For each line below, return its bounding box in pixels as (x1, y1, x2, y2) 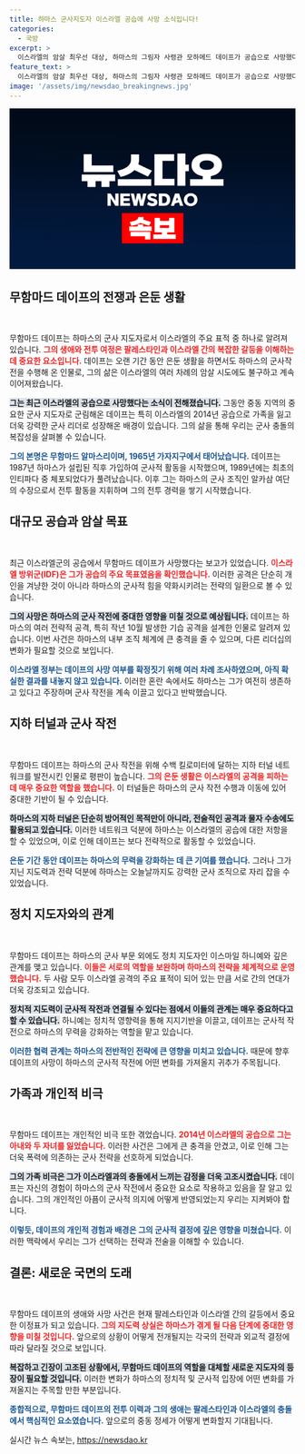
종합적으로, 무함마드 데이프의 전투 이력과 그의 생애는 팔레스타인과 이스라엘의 (9, 1404, 276, 1415)
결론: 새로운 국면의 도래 (9, 1265, 133, 1281)
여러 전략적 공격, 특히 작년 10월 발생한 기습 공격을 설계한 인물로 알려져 (33, 622, 281, 633)
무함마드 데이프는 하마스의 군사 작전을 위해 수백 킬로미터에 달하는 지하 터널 (9, 759, 274, 770)
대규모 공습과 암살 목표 (9, 514, 129, 529)
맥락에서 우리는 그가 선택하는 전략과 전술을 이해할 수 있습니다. (25, 1236, 244, 1247)
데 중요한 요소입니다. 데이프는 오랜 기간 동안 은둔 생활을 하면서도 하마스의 (9, 355, 268, 367)
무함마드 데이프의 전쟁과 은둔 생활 (9, 289, 186, 304)
